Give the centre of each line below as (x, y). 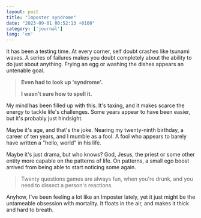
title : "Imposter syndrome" (41, 17)
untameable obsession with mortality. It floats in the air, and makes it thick (97, 204)
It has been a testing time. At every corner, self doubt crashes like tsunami (98, 51)
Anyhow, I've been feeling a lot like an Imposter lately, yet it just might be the (101, 197)
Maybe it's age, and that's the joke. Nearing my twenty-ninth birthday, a (95, 130)
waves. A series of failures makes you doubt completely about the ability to (99, 58)
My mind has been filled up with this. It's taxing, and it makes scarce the (95, 105)
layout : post (22, 12)
